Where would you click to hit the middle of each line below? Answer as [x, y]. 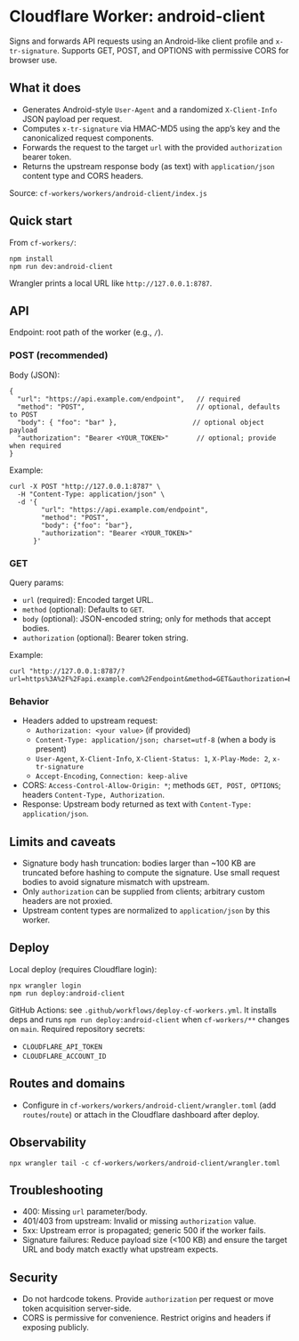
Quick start [41, 221]
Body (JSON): [35, 375]
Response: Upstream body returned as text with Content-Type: [137, 804]
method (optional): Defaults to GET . [83, 609]
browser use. [33, 60]
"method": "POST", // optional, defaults [149, 407]
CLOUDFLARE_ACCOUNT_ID [64, 1056]
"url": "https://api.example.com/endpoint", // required [129, 399]
